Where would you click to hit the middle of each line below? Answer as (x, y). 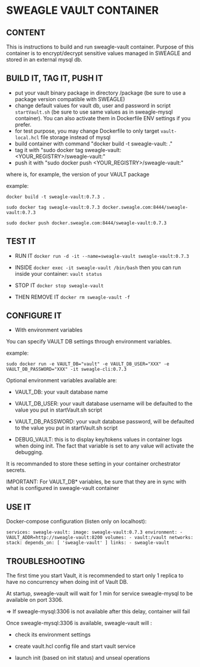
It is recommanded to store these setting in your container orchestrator (93, 464)
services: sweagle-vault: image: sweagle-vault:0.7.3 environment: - (95, 532)
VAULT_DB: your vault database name (61, 392)
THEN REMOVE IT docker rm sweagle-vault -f (72, 297)
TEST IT (21, 241)
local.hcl (27, 138)
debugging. (29, 452)
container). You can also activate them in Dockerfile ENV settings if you (103, 118)
